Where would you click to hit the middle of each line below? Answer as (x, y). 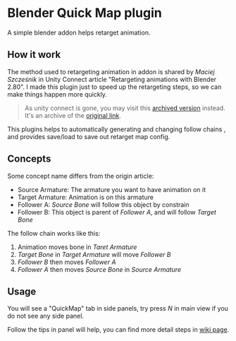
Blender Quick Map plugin (85, 13)
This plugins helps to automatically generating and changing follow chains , (117, 129)
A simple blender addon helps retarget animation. (79, 32)
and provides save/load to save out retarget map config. (89, 136)
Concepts (29, 159)
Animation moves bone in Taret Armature (77, 247)
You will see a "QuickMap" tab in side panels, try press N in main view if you (118, 309)
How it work (34, 55)
